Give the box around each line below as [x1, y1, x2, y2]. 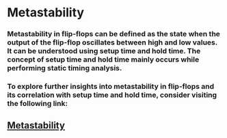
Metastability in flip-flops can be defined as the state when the [7, 29, 221, 39]
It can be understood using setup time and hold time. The [7, 46, 201, 56]
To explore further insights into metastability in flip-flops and [7, 82, 215, 92]
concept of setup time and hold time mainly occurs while [7, 55, 200, 64]
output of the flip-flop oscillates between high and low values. [7, 38, 217, 47]
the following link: [7, 99, 68, 109]
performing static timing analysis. [7, 64, 122, 73]
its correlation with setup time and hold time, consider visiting [7, 90, 217, 100]
